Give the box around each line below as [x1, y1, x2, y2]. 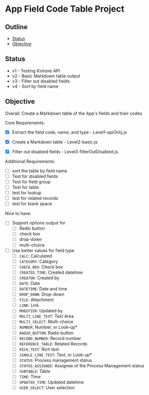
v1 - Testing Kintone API [12, 68, 60, 73]
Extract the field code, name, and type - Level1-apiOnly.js [12, 129, 127, 135]
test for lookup [12, 190, 42, 196]
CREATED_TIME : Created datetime [19, 269, 83, 275]
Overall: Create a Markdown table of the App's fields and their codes [5, 110, 142, 116]
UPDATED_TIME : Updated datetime [19, 379, 84, 385]
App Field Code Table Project [5, 3, 125, 15]
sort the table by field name [12, 168, 67, 174]
